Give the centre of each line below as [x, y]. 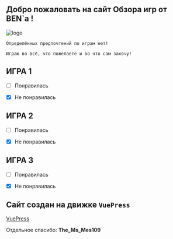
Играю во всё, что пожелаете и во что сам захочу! [69, 54]
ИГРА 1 [19, 71]
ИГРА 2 [20, 116]
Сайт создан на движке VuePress [68, 205]
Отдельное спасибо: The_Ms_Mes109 [53, 230]
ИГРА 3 [20, 161]
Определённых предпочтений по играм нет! [57, 43]
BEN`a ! [20, 19]
